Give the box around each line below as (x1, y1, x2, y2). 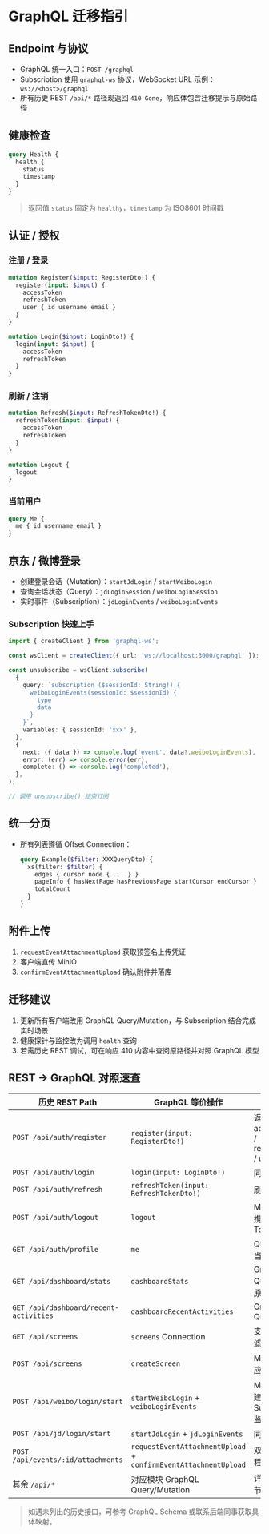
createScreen (130, 1359, 181, 1368)
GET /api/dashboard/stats (12, 1277, 111, 1286)
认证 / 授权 (8, 229, 60, 243)
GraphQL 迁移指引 (8, 7, 129, 26)
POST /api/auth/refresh (12, 1185, 103, 1194)
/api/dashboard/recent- (28, 1303, 119, 1312)
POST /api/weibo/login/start (12, 1397, 123, 1407)
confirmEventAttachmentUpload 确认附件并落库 (19, 967, 172, 976)
